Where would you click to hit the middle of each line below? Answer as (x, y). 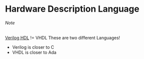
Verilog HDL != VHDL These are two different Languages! (63, 38)
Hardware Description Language (72, 9)
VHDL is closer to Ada (34, 53)
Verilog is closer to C (33, 47)
